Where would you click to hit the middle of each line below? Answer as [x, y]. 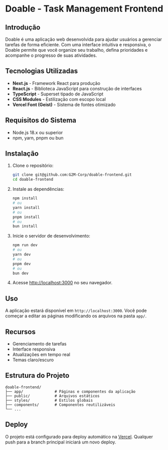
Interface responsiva [34, 349]
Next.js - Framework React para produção [56, 83]
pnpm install [26, 217]
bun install [25, 227]
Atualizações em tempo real [41, 355]
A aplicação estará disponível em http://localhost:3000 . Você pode [76, 311]
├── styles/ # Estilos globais [49, 400]
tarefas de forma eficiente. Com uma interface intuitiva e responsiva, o [78, 45]
